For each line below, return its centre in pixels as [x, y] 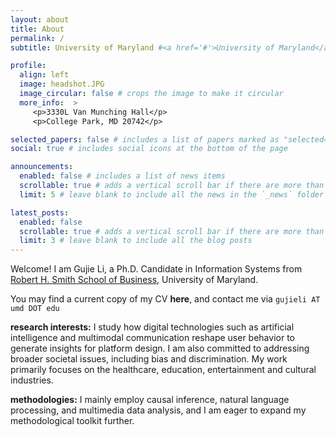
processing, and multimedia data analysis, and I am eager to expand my [158, 410]
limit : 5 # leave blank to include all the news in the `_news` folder [172, 194]
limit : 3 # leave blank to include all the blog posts [136, 241]
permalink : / [37, 38]
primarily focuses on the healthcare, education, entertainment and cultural [163, 370]
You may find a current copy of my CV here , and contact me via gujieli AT [165, 299]
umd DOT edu [35, 309]
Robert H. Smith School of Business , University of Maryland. [134, 280]
